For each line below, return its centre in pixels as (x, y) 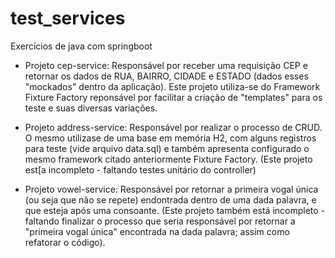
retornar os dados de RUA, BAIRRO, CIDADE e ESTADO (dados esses (166, 76)
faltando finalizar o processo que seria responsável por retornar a (160, 221)
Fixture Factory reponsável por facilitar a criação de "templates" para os (173, 97)
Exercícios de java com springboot (81, 46)
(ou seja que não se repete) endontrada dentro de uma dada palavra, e (170, 199)
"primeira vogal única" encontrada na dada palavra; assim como (157, 231)
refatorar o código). (65, 242)
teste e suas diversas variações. (91, 108)
